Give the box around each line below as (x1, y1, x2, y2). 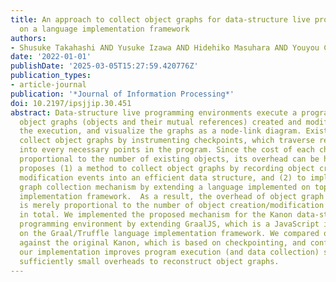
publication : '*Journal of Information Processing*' (10, 89, 235, 99)
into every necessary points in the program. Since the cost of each (19, 145, 315, 155)
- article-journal (10, 80, 87, 90)
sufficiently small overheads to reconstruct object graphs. (19, 256, 280, 266)
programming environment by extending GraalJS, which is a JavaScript (19, 219, 320, 230)
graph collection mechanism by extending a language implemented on (19, 182, 311, 192)
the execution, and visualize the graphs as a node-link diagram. (19, 126, 302, 136)
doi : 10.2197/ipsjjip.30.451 (10, 98, 132, 108)
